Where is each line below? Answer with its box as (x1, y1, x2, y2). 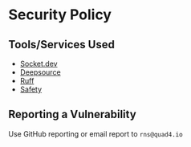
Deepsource (19, 67, 62, 77)
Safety (19, 84, 43, 94)
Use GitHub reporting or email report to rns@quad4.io (8, 129, 183, 138)
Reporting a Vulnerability (8, 108, 136, 121)
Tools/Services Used (8, 38, 115, 51)
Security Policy (8, 6, 112, 24)
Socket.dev (19, 59, 58, 68)
